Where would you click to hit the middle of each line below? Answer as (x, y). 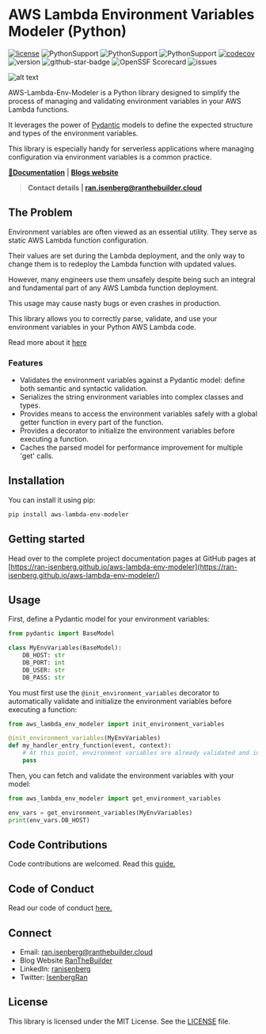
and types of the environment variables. (73, 133)
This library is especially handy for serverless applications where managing (131, 148)
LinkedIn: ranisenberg (55, 969)
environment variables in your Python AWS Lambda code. (102, 327)
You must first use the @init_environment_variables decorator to (114, 692)
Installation (36, 481)
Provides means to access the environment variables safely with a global (139, 414)
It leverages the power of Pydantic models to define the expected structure (131, 124)
